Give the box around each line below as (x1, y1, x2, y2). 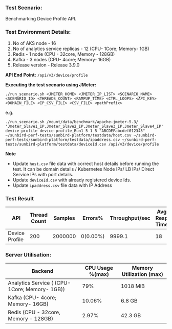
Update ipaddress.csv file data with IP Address (12, 182, 112, 188)
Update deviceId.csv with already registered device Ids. (12, 177, 132, 183)
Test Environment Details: (5, 29, 71, 36)
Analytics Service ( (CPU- (8, 279, 71, 287)
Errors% (82, 214, 103, 221)
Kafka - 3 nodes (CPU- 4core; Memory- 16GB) (12, 56, 111, 62)
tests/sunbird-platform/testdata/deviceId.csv (5, 142, 106, 147)
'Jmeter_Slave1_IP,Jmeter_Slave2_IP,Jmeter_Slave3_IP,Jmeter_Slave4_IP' (5, 124, 164, 129)
